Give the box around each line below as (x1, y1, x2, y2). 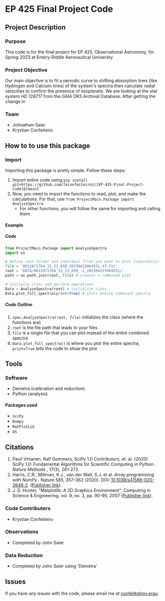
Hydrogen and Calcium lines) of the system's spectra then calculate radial (5, 83, 155, 89)
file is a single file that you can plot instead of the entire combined (12, 330, 149, 336)
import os (5, 250, 26, 255)
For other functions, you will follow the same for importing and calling (19, 206, 161, 212)
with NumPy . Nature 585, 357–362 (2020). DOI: (12, 477, 110, 483)
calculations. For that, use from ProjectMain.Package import (12, 196, 134, 202)
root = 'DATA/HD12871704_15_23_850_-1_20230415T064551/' (5, 268, 125, 274)
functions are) (12, 319, 41, 325)
